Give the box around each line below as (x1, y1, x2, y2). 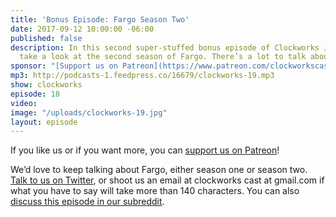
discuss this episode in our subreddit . (10, 196, 165, 208)
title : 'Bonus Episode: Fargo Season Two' (10, 14, 190, 25)
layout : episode (10, 117, 78, 127)
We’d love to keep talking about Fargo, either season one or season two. (10, 164, 308, 176)
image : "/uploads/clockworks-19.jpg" (10, 107, 168, 118)
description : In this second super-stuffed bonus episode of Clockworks (10, 42, 320, 53)
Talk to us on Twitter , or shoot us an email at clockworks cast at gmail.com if (10, 174, 325, 186)
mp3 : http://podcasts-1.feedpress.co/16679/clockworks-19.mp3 (10, 71, 275, 81)
